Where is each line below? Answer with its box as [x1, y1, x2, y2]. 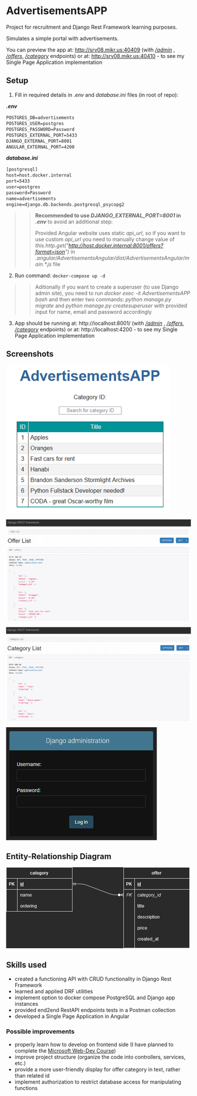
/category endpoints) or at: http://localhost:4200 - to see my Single [14, 325, 178, 332]
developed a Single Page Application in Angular [14, 1013, 130, 1020]
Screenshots [6, 349, 54, 359]
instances [14, 1000, 39, 1007]
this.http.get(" [35, 242, 69, 249]
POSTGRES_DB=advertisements [6, 114, 75, 121]
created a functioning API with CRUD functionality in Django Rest [14, 975, 172, 983]
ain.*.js [35, 260, 52, 267]
